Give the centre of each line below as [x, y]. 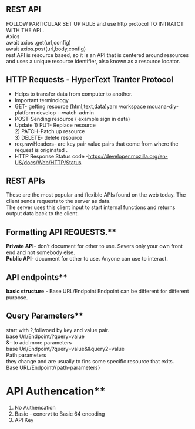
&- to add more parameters [39, 342]
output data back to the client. [43, 214]
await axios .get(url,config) [39, 42]
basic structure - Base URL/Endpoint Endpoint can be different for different [97, 291]
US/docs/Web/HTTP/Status [48, 162]
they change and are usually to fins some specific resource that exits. [90, 361]
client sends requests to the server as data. [58, 201]
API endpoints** [37, 277]
